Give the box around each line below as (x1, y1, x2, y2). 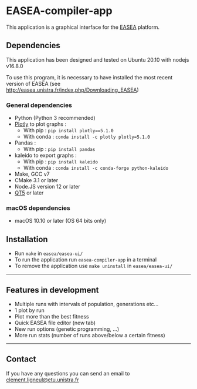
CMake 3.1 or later (14, 177, 59, 184)
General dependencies (6, 101, 72, 109)
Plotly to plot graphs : (14, 120, 66, 128)
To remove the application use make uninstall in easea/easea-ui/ (14, 263, 173, 270)
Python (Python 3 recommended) (14, 115, 96, 122)
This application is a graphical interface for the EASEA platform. (6, 24, 160, 31)
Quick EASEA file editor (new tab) (14, 319, 96, 326)
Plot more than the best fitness (14, 313, 89, 320)
